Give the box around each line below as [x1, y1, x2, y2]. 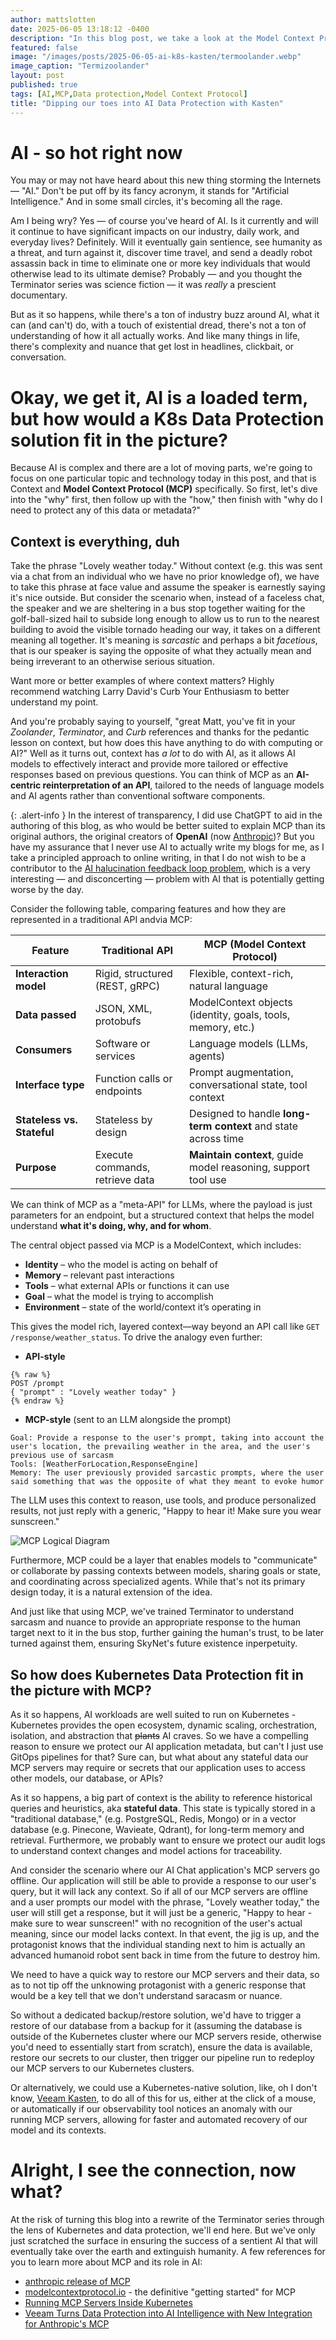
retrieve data [94, 1173, 155, 1187]
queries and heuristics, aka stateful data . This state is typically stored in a [10, 1802, 316, 1814]
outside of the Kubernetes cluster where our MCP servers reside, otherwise [10, 2031, 322, 2042]
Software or [94, 1037, 151, 1051]
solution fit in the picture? [10, 429, 228, 451]
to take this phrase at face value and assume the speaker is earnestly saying [10, 581, 326, 593]
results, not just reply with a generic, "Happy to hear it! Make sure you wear [10, 1505, 322, 1517]
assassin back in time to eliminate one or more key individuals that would [10, 257, 311, 270]
